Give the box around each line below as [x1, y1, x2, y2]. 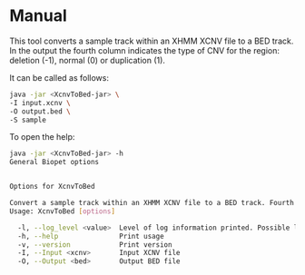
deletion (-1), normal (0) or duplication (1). [9, 54, 166, 65]
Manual [9, 5, 68, 26]
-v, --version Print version [17, 240, 172, 250]
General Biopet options [9, 158, 100, 167]
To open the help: [9, 132, 75, 142]
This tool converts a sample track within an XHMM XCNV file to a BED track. [9, 35, 294, 46]
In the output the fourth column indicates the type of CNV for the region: [9, 44, 280, 55]
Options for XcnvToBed [9, 182, 95, 192]
